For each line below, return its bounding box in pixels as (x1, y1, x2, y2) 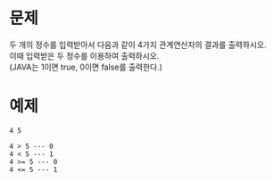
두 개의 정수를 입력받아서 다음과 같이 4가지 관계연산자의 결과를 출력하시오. (9, 39, 267, 50)
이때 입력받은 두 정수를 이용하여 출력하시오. (9, 50, 160, 61)
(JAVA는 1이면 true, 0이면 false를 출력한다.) (9, 62, 163, 72)
